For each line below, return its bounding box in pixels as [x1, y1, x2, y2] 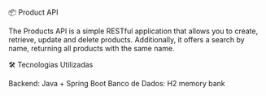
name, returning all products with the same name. [8, 44, 175, 53]
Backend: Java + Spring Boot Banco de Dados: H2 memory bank [8, 79, 225, 88]
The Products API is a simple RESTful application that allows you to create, [8, 26, 259, 36]
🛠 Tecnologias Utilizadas [8, 60, 94, 69]
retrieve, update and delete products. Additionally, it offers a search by [8, 35, 246, 44]
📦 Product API [8, 7, 59, 17]
